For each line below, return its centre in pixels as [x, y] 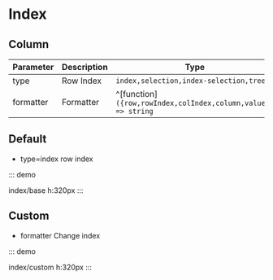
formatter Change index [60, 235]
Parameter [33, 67]
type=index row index [56, 159]
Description [84, 67]
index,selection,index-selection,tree [191, 81]
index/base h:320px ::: [46, 190]
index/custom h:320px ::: [50, 267]
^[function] [137, 94]
